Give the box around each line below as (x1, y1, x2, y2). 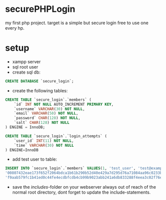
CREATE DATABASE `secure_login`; (5, 79, 74, 83)
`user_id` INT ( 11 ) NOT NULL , (14, 138, 74, 143)
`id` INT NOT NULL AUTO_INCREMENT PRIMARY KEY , (14, 102, 114, 107)
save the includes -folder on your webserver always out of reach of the (12, 184, 157, 190)
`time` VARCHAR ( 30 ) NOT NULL (14, 143, 74, 148)
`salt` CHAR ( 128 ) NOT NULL (14, 120, 70, 125)
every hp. (5, 25, 25, 31)
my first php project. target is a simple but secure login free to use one (5, 20, 149, 26)
